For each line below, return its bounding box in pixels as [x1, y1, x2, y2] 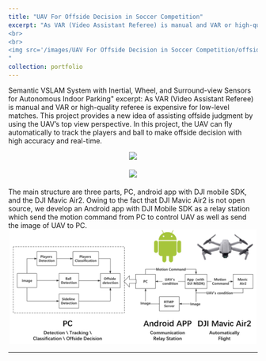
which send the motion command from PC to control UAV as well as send [8, 212, 247, 222]
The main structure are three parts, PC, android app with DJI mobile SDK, [8, 187, 247, 196]
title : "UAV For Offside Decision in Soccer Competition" [8, 13, 203, 21]
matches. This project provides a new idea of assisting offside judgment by [8, 111, 253, 120]
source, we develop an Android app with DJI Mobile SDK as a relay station [8, 203, 250, 213]
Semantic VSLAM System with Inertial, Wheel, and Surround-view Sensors [8, 85, 252, 95]
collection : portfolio [8, 63, 83, 71]
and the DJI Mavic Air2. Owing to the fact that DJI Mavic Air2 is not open [8, 195, 245, 205]
